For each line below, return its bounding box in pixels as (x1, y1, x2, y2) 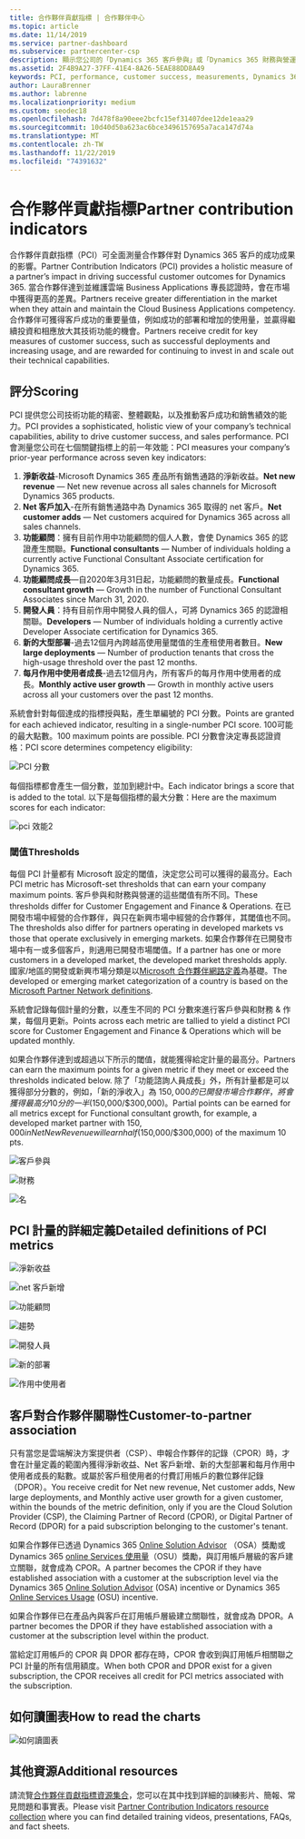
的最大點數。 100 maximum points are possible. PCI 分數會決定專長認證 (9, 731, 274, 742)
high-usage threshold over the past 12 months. (22, 657, 198, 668)
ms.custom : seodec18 (9, 106, 88, 115)
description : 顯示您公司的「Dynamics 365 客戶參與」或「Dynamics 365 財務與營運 (9, 55, 297, 64)
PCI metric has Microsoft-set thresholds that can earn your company (9, 878, 267, 890)
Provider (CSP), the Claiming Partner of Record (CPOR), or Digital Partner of (9, 1511, 293, 1522)
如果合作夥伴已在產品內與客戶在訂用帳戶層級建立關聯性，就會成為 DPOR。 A (9, 1610, 294, 1621)
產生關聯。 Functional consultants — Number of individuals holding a (30, 544, 291, 555)
